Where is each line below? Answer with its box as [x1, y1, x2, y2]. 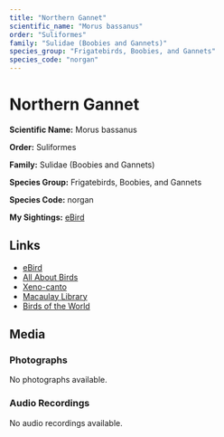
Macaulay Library [22, 290, 88, 301]
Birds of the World [22, 300, 90, 311]
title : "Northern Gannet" [9, 13, 107, 23]
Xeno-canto [22, 281, 68, 292]
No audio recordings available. [9, 417, 124, 428]
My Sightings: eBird [9, 212, 85, 223]
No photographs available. [9, 375, 107, 385]
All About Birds [22, 271, 79, 282]
